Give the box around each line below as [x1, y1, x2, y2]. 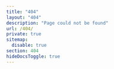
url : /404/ [6, 25, 34, 32]
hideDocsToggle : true [6, 53, 61, 59]
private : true [6, 31, 42, 37]
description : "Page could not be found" [6, 20, 109, 26]
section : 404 [6, 48, 39, 54]
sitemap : [6, 37, 28, 43]
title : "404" [6, 8, 39, 15]
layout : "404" [6, 14, 42, 20]
